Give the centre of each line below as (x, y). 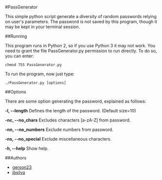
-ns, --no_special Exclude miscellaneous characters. (58, 139)
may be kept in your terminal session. (43, 27)
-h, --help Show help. (27, 148)
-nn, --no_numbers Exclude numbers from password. (59, 129)
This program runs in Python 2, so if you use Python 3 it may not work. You (80, 45)
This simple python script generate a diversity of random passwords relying (81, 16)
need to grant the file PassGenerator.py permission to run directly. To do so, (81, 51)
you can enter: (19, 56)
